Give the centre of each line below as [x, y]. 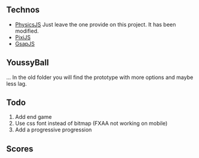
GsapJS [25, 43]
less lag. [17, 83]
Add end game [33, 117]
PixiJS [23, 37]
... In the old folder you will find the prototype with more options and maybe [100, 77]
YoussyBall [28, 63]
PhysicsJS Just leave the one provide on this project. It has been [95, 24]
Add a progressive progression [53, 130]
